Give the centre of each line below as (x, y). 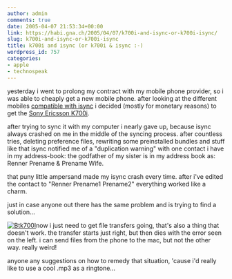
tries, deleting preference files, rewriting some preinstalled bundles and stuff (116, 141)
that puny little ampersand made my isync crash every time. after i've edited (115, 176)
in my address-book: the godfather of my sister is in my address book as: (112, 155)
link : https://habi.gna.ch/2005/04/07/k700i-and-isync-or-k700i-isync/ (112, 33)
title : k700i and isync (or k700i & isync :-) (75, 46)
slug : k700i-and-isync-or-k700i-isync (63, 39)
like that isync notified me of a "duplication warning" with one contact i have (116, 148)
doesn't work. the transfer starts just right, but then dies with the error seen (115, 233)
